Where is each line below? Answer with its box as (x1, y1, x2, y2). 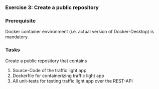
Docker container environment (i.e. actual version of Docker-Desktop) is (5, 29, 154, 35)
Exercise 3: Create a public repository (5, 4, 99, 11)
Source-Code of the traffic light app (12, 67, 87, 73)
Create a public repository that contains (5, 58, 87, 64)
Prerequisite (5, 17, 36, 24)
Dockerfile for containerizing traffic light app (12, 73, 104, 79)
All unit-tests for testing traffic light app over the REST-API (12, 78, 133, 84)
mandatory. (5, 34, 29, 40)
